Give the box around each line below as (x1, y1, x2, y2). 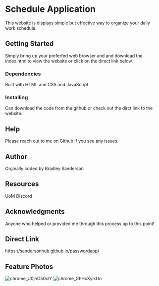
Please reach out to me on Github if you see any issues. (5, 138, 119, 144)
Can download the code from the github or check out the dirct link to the (5, 105, 153, 111)
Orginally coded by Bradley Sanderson (5, 165, 84, 172)
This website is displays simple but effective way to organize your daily (5, 20, 150, 26)
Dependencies (5, 70, 41, 77)
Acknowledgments (5, 207, 65, 216)
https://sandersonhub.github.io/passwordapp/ (5, 248, 100, 254)
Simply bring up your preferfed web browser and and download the (5, 53, 143, 58)
